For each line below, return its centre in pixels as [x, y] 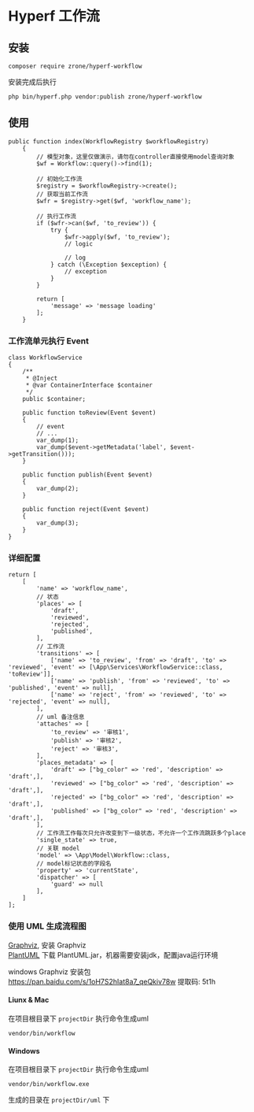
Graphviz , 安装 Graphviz [47, 945]
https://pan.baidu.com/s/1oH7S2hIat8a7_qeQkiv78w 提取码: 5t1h [112, 981]
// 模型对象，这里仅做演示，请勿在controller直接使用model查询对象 [135, 157]
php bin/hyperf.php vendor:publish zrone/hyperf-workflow [105, 97]
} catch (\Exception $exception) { [109, 265]
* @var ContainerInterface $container [89, 385]
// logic [78, 244]
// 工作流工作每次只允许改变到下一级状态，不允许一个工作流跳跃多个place [141, 833]
